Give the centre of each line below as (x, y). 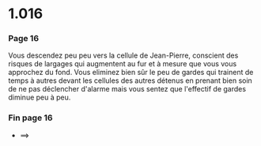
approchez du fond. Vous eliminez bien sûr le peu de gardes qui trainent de (131, 73)
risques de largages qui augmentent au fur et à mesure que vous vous (123, 64)
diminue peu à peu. (40, 97)
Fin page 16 (30, 118)
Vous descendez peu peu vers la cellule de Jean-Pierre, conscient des (123, 55)
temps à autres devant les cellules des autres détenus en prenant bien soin (130, 80)
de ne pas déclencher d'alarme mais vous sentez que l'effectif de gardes (127, 89)
